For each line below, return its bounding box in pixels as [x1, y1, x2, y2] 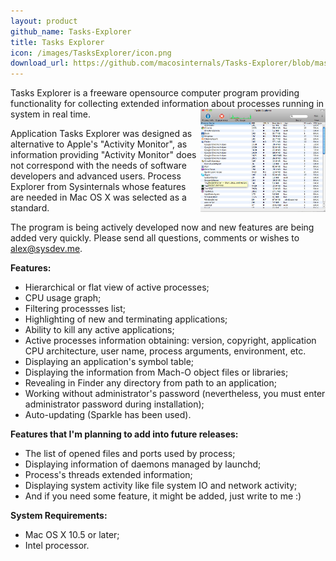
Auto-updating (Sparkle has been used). [24, 409, 192, 421]
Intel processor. [24, 540, 90, 552]
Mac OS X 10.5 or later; [24, 529, 120, 541]
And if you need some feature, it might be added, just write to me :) [24, 490, 302, 502]
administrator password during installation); [24, 398, 205, 410]
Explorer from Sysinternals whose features [10, 181, 187, 193]
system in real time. [10, 108, 92, 120]
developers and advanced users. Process [10, 170, 182, 182]
